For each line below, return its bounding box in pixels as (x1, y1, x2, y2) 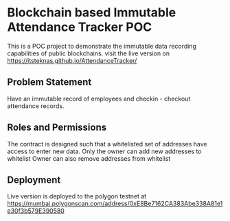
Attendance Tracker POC (7, 19, 152, 35)
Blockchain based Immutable (7, 5, 176, 21)
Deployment (7, 174, 61, 185)
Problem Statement (7, 77, 92, 88)
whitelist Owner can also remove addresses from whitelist (7, 154, 171, 162)
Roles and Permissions (7, 122, 107, 133)
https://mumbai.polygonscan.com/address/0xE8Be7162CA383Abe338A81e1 (7, 200, 223, 208)
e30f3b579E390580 (7, 207, 65, 215)
